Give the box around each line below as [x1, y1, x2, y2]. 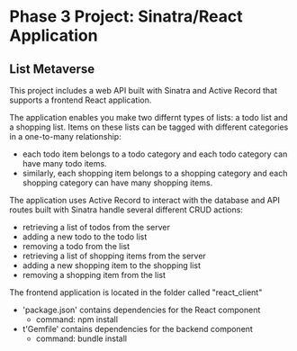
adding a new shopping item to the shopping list [22, 260, 201, 271]
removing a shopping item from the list [22, 270, 166, 280]
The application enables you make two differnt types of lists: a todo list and [9, 112, 288, 122]
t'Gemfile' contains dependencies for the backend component [22, 324, 254, 334]
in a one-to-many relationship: [9, 131, 121, 141]
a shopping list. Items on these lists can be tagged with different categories [9, 121, 289, 132]
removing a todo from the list [22, 241, 130, 251]
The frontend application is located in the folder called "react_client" [9, 287, 263, 298]
